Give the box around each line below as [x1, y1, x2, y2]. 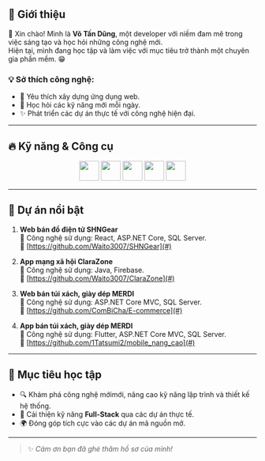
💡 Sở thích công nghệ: [8, 74, 95, 85]
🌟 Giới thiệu [8, 8, 65, 21]
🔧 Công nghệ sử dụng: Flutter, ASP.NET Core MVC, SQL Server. [19, 329, 226, 338]
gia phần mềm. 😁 [8, 54, 65, 63]
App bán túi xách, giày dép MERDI [19, 321, 133, 331]
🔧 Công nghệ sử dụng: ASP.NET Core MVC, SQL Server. [19, 297, 203, 307]
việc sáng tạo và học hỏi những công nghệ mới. [8, 37, 163, 47]
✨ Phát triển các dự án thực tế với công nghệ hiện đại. [19, 108, 196, 119]
